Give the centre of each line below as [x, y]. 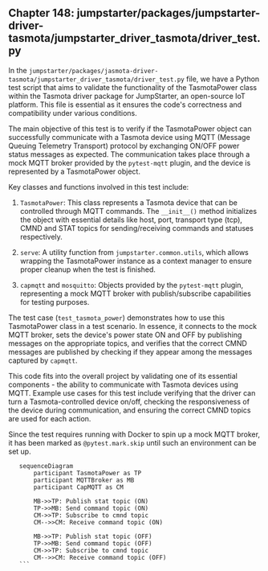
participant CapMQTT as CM [79, 487]
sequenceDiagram [46, 466]
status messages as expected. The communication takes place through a [129, 154]
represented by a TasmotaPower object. [74, 171]
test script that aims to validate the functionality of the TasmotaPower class [133, 87]
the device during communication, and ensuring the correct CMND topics [130, 410]
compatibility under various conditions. [73, 113]
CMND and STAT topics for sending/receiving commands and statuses [137, 228]
